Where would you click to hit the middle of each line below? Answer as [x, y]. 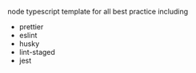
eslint [28, 35]
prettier [31, 27]
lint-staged [37, 52]
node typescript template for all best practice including [98, 12]
